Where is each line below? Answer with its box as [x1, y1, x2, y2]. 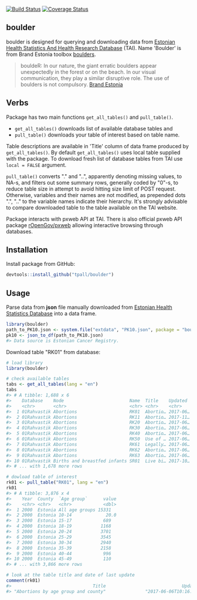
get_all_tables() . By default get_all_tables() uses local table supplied [6, 149, 181, 156]
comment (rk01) [6, 578, 41, 584]
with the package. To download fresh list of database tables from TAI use [6, 155, 183, 162]
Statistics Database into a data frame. [6, 310, 97, 317]
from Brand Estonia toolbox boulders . [6, 51, 96, 58]
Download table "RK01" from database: [6, 348, 101, 355]
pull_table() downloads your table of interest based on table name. [14, 131, 180, 138]
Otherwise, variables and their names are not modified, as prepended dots [6, 191, 186, 198]
